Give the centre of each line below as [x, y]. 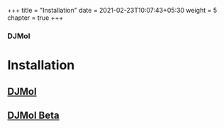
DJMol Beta [33, 115]
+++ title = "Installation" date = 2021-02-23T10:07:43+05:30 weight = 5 [112, 10]
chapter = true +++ [35, 18]
